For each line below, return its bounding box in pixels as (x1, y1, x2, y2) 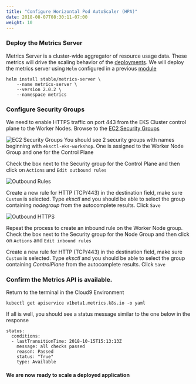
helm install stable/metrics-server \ (6, 76, 101, 82)
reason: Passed (16, 349, 54, 355)
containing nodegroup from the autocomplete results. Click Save (6, 201, 161, 209)
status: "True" (16, 354, 54, 360)
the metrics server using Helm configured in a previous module (6, 65, 157, 72)
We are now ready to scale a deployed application (6, 371, 130, 378)
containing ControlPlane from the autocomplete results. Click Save (6, 261, 166, 268)
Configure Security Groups (6, 105, 85, 113)
